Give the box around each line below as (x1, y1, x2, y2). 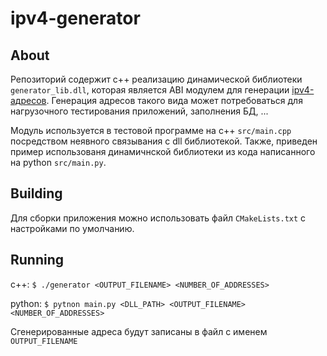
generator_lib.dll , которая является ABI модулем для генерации (10, 84, 290, 96)
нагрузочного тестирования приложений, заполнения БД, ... (10, 105, 269, 117)
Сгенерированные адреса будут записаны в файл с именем (10, 325, 268, 337)
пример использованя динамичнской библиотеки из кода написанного (10, 146, 316, 157)
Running (10, 252, 65, 269)
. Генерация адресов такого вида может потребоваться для (46, 95, 303, 106)
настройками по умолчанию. (10, 222, 135, 234)
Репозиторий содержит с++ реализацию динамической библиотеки (10, 73, 303, 85)
